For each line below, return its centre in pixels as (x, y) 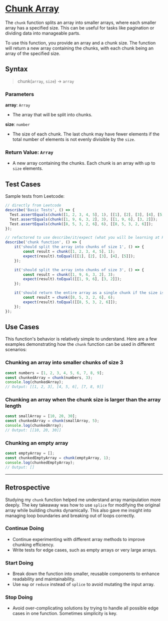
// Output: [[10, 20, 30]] (33, 430)
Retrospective (27, 488)
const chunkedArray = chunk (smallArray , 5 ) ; (52, 421)
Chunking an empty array (37, 443)
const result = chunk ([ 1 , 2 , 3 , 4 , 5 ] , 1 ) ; (69, 252)
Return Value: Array (29, 152)
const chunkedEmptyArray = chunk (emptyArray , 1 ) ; (58, 458)
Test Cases (23, 184)
